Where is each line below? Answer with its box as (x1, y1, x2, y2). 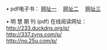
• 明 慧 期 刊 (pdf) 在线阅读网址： (6, 18, 87, 25)
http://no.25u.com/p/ (6, 37, 57, 44)
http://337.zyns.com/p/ (6, 31, 62, 37)
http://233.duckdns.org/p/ (6, 24, 70, 32)
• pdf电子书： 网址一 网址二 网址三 (6, 5, 101, 12)
